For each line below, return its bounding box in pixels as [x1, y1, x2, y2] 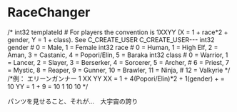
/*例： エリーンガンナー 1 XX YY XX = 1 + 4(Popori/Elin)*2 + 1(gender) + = [7, 74, 225, 83]
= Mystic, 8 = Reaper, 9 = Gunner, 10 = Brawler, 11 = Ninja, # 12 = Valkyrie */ [7, 66, 231, 74]
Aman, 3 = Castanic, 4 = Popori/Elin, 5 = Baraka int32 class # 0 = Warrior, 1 [7, 51, 228, 59]
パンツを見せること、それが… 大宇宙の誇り [7, 97, 138, 106]
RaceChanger [7, 4, 91, 21]
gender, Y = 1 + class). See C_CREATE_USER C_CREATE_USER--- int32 [7, 35, 216, 44]
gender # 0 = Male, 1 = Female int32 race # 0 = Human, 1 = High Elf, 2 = [7, 43, 218, 51]
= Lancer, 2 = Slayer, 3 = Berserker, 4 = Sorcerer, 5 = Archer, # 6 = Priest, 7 [7, 58, 230, 66]
